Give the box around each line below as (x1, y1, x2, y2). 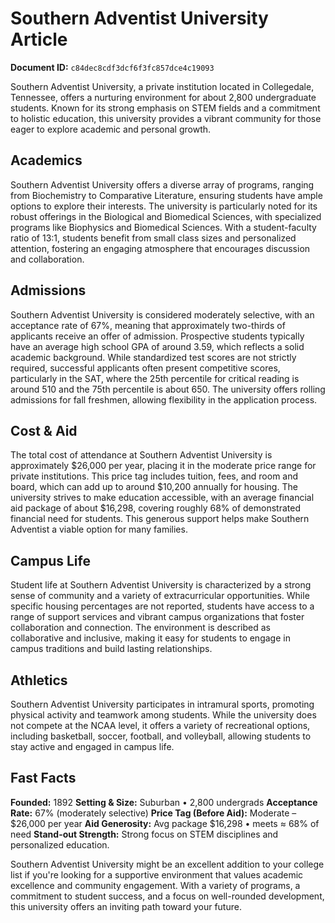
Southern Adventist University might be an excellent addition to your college (10, 858, 325, 870)
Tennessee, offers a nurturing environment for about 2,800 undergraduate (10, 91, 317, 103)
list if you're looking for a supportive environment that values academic (10, 868, 304, 881)
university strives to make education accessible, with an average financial (10, 492, 315, 504)
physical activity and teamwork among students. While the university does (10, 709, 317, 721)
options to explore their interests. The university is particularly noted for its (10, 200, 318, 212)
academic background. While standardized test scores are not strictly (10, 351, 297, 363)
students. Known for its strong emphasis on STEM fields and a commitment (10, 102, 321, 114)
